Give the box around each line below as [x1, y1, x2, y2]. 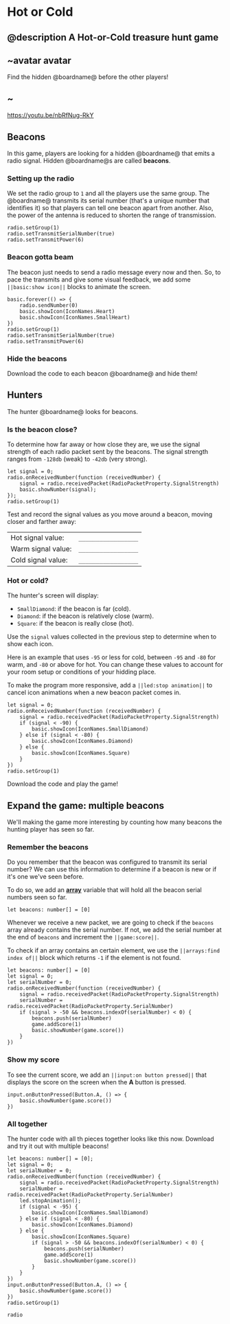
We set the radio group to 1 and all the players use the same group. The [7, 190, 210, 198]
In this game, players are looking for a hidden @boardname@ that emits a [7, 149, 215, 158]
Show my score [7, 1055, 60, 1064]
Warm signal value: [10, 544, 72, 553]
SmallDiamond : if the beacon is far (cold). [16, 605, 131, 613]
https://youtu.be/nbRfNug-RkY [7, 111, 94, 119]
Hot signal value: [10, 533, 65, 543]
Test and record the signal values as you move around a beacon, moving [7, 510, 213, 518]
